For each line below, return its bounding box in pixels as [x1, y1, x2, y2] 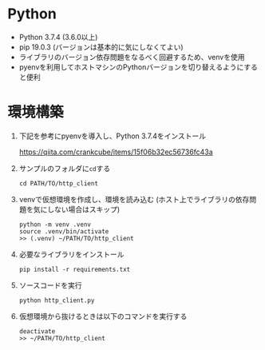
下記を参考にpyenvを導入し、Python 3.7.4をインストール [18, 131, 207, 141]
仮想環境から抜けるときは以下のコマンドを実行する [18, 311, 188, 320]
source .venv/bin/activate [18, 227, 109, 236]
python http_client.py [18, 296, 95, 304]
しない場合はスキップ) [46, 205, 121, 214]
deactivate [18, 327, 56, 336]
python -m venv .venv [18, 221, 91, 229]
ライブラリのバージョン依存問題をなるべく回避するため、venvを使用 [18, 52, 245, 62]
